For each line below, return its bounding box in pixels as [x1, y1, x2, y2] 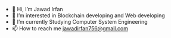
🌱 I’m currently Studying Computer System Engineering [11, 18, 148, 25]
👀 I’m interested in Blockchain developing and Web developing [11, 12, 165, 19]
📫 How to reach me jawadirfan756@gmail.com [11, 25, 128, 32]
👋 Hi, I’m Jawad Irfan [11, 6, 64, 12]
